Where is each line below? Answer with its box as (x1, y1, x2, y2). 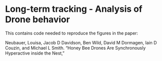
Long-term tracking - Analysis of (5, 3, 143, 15)
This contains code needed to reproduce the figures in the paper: (5, 30, 138, 36)
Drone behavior (5, 14, 70, 25)
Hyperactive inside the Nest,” (5, 50, 65, 56)
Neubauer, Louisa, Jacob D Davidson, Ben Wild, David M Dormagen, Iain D (5, 39, 157, 45)
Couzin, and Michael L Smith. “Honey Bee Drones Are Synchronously (5, 45, 146, 51)
